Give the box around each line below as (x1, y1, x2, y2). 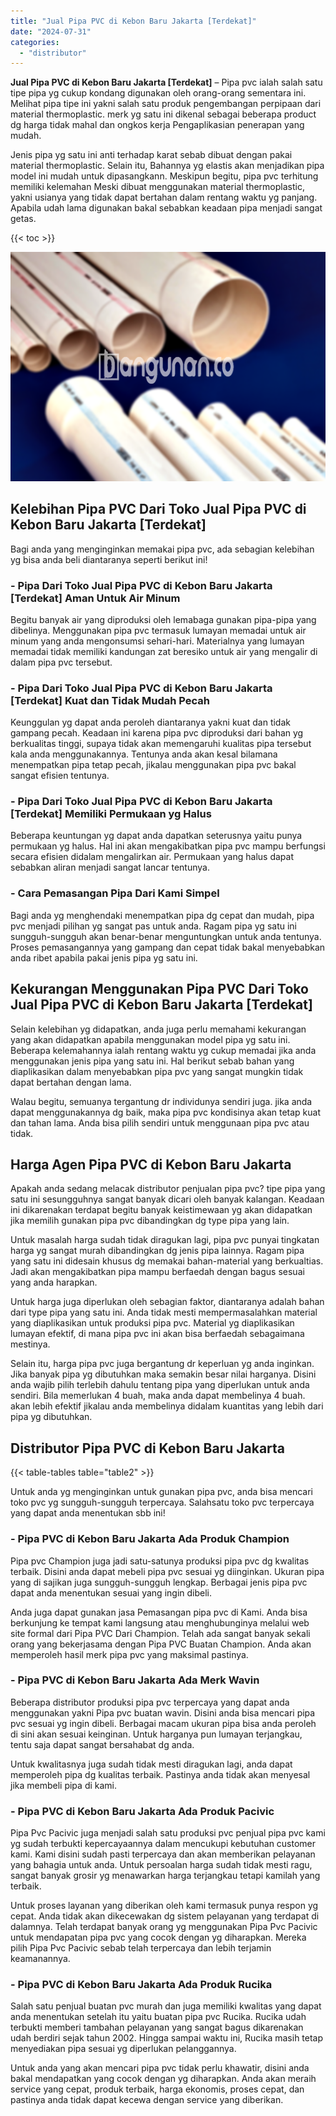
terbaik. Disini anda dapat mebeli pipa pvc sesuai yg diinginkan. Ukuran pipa (10, 1565, 325, 1577)
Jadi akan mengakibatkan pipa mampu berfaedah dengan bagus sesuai (10, 1266, 305, 1278)
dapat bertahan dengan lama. (10, 1076, 132, 1088)
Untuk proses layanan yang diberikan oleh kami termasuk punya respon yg (10, 1900, 319, 1912)
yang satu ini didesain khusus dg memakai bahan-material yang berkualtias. (10, 1255, 324, 1267)
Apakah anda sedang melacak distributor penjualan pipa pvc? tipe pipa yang (10, 1183, 326, 1195)
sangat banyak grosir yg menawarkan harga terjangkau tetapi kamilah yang (10, 1870, 321, 1882)
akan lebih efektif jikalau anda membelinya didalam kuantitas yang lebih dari (10, 1400, 324, 1412)
